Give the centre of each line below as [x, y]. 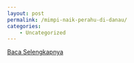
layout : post [26, 13]
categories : [24, 26]
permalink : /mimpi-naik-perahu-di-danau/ [67, 20]
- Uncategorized [43, 33]
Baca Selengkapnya [35, 52]
